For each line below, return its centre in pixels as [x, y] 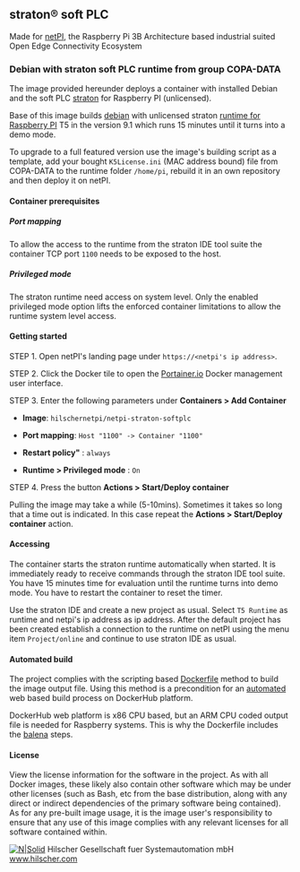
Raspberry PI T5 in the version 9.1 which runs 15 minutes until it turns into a [147, 125]
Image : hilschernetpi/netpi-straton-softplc [107, 418]
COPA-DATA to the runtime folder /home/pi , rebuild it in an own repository [145, 171]
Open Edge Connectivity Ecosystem [76, 46]
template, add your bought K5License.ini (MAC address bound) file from [144, 161]
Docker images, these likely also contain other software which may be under [150, 784]
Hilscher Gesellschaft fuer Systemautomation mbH [141, 850]
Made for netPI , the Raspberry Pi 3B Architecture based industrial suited [142, 36]
